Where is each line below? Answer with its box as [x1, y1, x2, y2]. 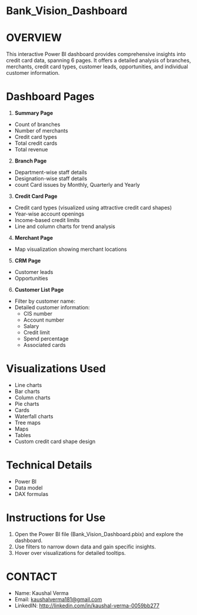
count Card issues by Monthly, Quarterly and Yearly [14, 181, 140, 189]
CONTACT [6, 570, 58, 584]
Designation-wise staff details [14, 175, 88, 182]
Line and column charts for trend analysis [14, 223, 116, 230]
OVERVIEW [6, 31, 62, 45]
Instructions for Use [6, 511, 106, 525]
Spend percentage [23, 335, 69, 342]
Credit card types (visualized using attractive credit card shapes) [14, 204, 172, 211]
